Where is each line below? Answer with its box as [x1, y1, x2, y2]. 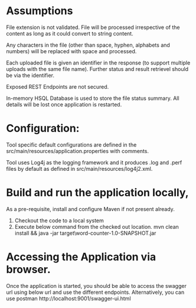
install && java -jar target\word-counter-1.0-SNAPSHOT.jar [14, 229, 156, 236]
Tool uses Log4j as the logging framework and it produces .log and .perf [6, 158, 182, 166]
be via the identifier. [6, 72, 55, 79]
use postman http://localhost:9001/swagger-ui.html [6, 294, 131, 302]
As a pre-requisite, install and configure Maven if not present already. [6, 205, 175, 212]
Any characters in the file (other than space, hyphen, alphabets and [6, 41, 170, 48]
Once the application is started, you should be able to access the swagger [6, 282, 187, 289]
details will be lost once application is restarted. [6, 100, 122, 108]
